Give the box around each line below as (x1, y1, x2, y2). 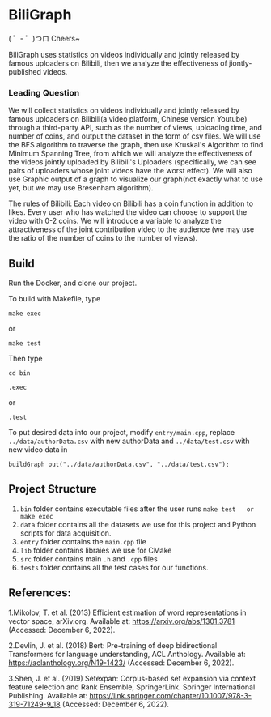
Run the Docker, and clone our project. (8, 278, 138, 288)
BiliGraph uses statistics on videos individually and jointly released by (8, 49, 240, 59)
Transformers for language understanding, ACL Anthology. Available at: (8, 649, 247, 659)
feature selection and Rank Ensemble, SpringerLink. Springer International (8, 682, 256, 692)
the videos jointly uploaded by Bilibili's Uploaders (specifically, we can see (8, 157, 257, 167)
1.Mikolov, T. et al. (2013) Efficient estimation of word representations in (8, 608, 247, 617)
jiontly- (229, 58, 252, 68)
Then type (8, 354, 43, 364)
